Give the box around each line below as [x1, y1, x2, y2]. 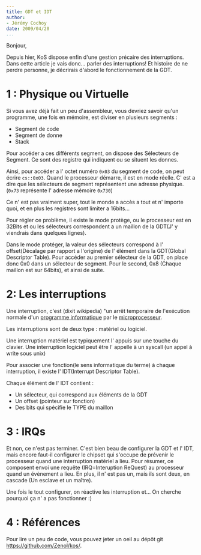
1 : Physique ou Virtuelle [6, 88, 129, 101]
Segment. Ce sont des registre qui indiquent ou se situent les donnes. [6, 156, 179, 163]
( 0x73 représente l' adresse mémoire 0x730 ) [6, 187, 113, 194]
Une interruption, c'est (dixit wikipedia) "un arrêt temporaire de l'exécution [6, 308, 190, 315]
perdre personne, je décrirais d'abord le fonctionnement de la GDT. [6, 67, 172, 74]
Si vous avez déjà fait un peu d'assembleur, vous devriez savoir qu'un [6, 108, 179, 115]
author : [6, 14, 26, 20]
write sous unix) [6, 350, 46, 357]
